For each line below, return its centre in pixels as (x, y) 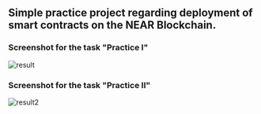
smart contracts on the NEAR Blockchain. (112, 26)
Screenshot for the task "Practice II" (79, 85)
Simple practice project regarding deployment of (130, 13)
